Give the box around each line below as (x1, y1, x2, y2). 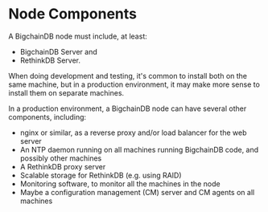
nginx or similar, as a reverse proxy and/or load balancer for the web (19, 128, 247, 137)
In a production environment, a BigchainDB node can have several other (8, 104, 247, 113)
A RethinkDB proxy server (19, 161, 106, 171)
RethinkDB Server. (19, 55, 80, 65)
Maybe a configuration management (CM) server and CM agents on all (19, 187, 255, 197)
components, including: (8, 112, 87, 121)
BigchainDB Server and (19, 47, 98, 56)
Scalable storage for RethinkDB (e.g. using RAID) (19, 170, 183, 180)
